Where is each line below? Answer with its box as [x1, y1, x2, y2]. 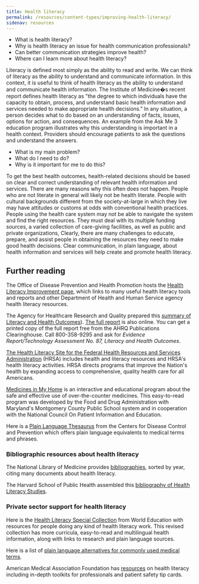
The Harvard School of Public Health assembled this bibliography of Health [6, 482, 190, 489]
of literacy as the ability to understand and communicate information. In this [6, 73, 191, 80]
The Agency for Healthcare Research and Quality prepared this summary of [6, 312, 191, 319]
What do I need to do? [14, 155, 70, 162]
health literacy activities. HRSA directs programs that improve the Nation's [6, 361, 188, 369]
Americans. [6, 374, 34, 382]
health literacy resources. [6, 301, 68, 308]
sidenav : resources [6, 20, 55, 26]
